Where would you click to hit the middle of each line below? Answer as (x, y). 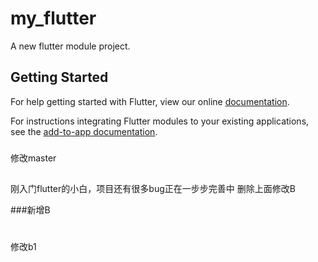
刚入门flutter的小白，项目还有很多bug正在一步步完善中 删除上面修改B (153, 189)
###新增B (30, 210)
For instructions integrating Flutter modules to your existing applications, (160, 121)
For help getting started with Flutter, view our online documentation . (150, 101)
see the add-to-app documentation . (84, 131)
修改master (33, 158)
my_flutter (53, 18)
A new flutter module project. (70, 46)
